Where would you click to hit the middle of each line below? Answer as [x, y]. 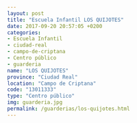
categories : [24, 32]
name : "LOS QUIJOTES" [38, 70]
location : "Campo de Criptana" [52, 83]
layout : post [26, 13]
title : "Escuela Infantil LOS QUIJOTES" [66, 20]
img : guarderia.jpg [35, 102]
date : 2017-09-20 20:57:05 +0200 [55, 26]
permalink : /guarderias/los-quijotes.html [68, 109]
